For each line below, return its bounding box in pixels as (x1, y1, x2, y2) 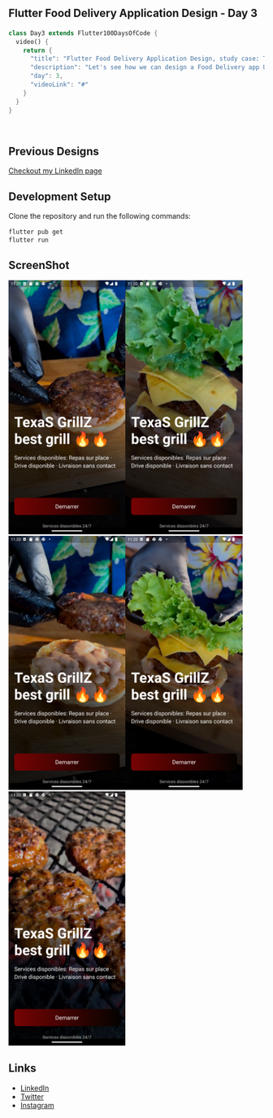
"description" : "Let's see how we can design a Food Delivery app (29, 63, 260, 72)
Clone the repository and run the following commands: (8, 211, 191, 221)
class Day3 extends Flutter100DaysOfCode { (8, 28, 158, 37)
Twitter (19, 1091, 45, 1101)
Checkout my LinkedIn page (8, 166, 103, 176)
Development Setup (8, 189, 111, 203)
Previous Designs (8, 144, 99, 158)
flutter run (8, 236, 49, 245)
